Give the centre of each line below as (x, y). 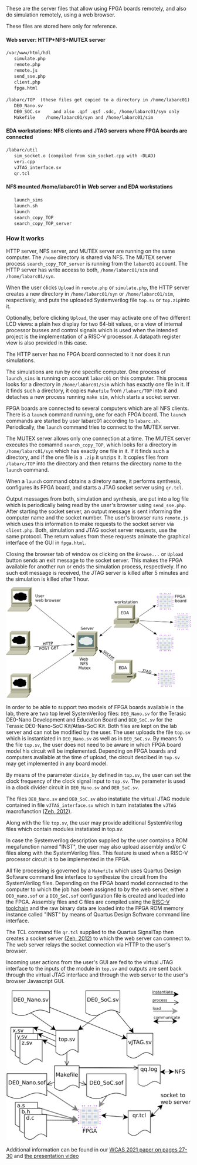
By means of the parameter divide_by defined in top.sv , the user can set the (98, 775)
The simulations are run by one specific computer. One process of (86, 372)
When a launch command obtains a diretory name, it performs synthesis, (94, 481)
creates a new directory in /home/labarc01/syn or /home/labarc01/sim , (90, 293)
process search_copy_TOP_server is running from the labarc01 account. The (97, 263)
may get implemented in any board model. (57, 763)
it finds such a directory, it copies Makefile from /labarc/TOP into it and (92, 390)
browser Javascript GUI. (35, 981)
